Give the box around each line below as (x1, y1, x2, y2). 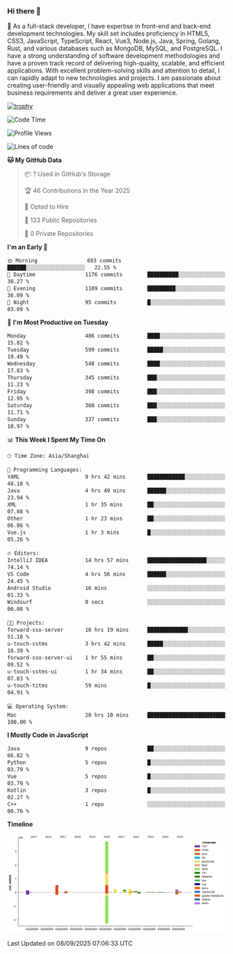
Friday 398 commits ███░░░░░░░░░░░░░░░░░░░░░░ (7, 388, 226, 395)
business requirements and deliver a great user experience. (7, 88, 178, 97)
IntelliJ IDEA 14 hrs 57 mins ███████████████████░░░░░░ (7, 557, 226, 564)
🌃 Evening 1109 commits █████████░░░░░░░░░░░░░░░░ (7, 285, 226, 292)
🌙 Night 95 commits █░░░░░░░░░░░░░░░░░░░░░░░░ (7, 299, 226, 306)
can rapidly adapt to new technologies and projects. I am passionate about (7, 74, 221, 82)
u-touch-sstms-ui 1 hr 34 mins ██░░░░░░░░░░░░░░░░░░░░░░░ (7, 668, 226, 676)
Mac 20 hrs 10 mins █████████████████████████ (7, 712, 226, 719)
